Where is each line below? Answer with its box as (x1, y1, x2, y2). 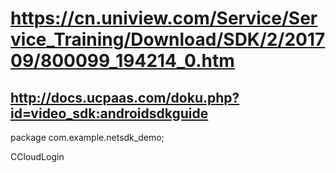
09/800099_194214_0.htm (10, 50, 235, 72)
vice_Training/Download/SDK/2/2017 (10, 28, 326, 51)
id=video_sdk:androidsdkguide (10, 105, 209, 122)
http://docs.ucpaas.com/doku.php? (10, 89, 240, 106)
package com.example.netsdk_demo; (10, 132, 165, 143)
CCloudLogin (10, 151, 65, 162)
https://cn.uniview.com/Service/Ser (10, 7, 318, 30)
